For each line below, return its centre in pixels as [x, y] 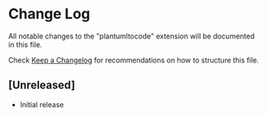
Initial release [42, 104]
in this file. [25, 44]
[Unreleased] [42, 85]
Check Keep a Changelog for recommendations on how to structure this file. [134, 60]
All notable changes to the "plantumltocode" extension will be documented [132, 36]
